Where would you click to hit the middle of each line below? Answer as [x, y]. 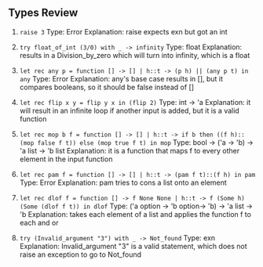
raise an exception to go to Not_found [80, 254]
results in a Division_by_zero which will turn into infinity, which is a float [135, 55]
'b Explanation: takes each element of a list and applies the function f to [135, 214]
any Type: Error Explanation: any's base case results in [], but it [121, 78]
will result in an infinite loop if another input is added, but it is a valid [129, 110]
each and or [39, 222]
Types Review [43, 13]
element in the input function [66, 159]
